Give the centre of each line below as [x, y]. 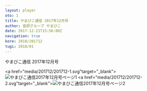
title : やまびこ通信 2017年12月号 [37, 21]
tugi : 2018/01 [20, 46]
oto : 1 [12, 15]
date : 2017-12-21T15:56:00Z [34, 31]
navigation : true [23, 36]
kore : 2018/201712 [24, 42]
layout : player [21, 10]
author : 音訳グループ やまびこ [33, 26]
